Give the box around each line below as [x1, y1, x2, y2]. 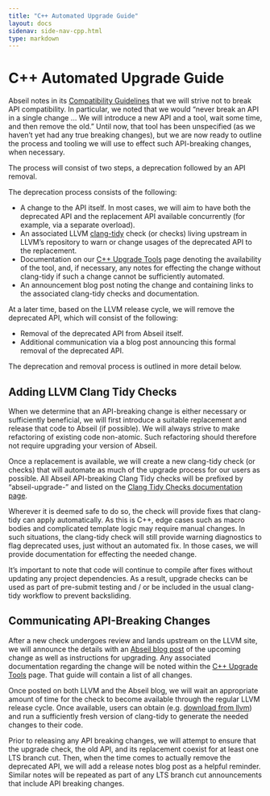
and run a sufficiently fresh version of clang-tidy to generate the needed [8, 711, 249, 721]
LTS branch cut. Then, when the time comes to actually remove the [8, 752, 231, 762]
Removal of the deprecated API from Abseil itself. [19, 329, 184, 339]
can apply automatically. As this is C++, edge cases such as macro [23, 515, 245, 524]
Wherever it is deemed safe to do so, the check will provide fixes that [8, 507, 239, 516]
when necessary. [8, 147, 66, 158]
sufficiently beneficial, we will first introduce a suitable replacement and [8, 415, 247, 424]
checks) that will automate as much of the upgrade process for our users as [8, 465, 260, 474]
